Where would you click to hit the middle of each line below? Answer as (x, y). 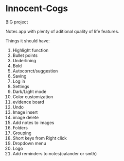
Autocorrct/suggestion (35, 71)
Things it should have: (28, 41)
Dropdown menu (29, 143)
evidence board (28, 102)
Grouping (22, 133)
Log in (19, 81)
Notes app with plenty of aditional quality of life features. (62, 31)
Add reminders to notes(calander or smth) (55, 153)
